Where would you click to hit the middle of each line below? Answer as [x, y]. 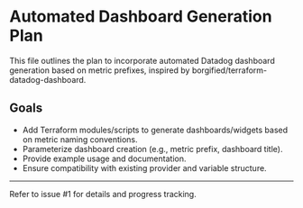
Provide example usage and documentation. [104, 158]
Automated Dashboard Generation [141, 17]
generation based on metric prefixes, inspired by [100, 70]
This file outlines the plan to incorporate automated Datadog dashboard [142, 60]
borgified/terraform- [230, 70]
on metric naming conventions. [80, 139]
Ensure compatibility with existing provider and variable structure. [145, 167]
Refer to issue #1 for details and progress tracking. [103, 194]
